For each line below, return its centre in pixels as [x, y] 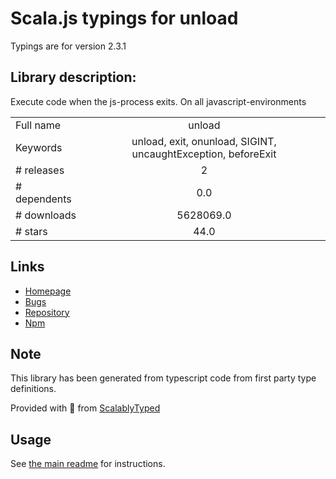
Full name [38, 125]
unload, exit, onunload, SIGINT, [204, 141]
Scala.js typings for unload [124, 18]
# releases [40, 170]
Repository [47, 312]
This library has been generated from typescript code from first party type [163, 378]
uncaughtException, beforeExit [204, 154]
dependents [43, 199]
